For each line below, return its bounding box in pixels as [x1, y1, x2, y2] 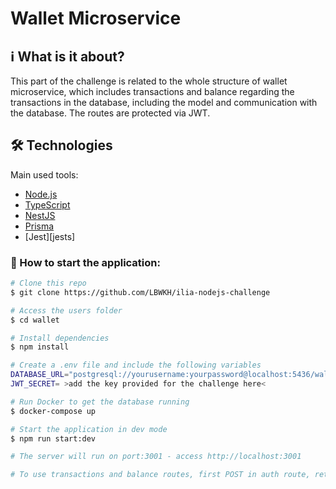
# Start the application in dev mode [10, 424, 168, 434]
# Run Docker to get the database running [10, 397, 190, 407]
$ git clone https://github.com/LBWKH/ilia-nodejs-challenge [10, 287, 271, 297]
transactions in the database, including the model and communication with [10, 97, 318, 108]
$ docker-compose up [10, 406, 97, 416]
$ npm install [10, 342, 70, 352]
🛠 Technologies [10, 137, 113, 154]
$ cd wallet [10, 315, 60, 325]
